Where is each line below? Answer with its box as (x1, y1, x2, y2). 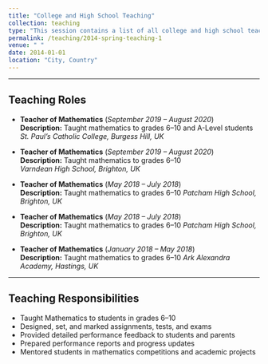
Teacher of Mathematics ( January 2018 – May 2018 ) (19, 244, 195, 254)
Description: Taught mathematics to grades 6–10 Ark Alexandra (19, 252, 231, 262)
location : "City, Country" (8, 57, 98, 65)
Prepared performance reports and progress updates (19, 338, 195, 348)
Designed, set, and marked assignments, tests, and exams (19, 321, 212, 331)
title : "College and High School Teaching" (8, 11, 156, 20)
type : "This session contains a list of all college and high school (8, 26, 245, 34)
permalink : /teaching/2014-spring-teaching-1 (8, 34, 162, 42)
